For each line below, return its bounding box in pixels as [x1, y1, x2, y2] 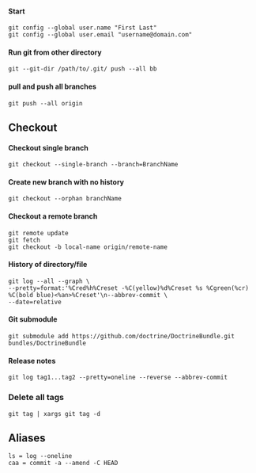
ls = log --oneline [8, 452, 73, 460]
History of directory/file [8, 260, 88, 269]
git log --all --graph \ [8, 277, 90, 285]
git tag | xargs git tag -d [8, 410, 101, 418]
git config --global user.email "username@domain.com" [8, 31, 193, 39]
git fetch [8, 236, 41, 244]
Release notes [8, 356, 56, 365]
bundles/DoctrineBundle [8, 339, 87, 348]
